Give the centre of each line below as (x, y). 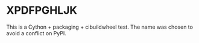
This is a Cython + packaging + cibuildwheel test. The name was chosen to (99, 27)
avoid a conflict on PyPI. (36, 33)
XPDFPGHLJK (42, 10)
